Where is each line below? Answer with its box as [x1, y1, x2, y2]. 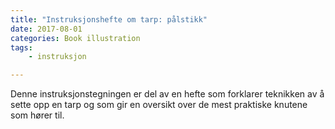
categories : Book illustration [10, 33, 141, 43]
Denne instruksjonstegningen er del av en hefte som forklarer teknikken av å [10, 88, 325, 100]
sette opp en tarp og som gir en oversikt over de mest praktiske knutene [10, 99, 308, 111]
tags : [10, 42, 33, 53]
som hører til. [10, 109, 65, 121]
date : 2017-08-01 [10, 24, 83, 34]
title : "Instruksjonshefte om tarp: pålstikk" [10, 14, 208, 25]
